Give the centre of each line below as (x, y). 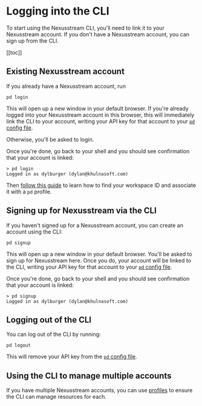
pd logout (19, 345)
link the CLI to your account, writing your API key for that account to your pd (101, 121)
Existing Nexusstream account (66, 72)
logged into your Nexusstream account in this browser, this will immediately (100, 115)
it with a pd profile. (29, 191)
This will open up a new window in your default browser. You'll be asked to (99, 254)
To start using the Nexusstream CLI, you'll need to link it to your (85, 28)
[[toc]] (14, 52)
